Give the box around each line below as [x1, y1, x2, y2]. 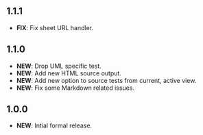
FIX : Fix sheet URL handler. [16, 23, 94, 32]
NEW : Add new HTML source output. [16, 69, 121, 77]
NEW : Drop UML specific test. [16, 62, 102, 70]
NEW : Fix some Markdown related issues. [16, 84, 135, 92]
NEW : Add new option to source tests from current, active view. [16, 76, 197, 84]
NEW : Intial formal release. [16, 121, 93, 130]
